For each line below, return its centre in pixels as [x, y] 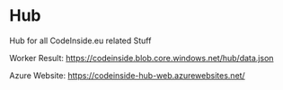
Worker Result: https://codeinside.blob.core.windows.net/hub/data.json [141, 58]
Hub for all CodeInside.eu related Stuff [80, 40]
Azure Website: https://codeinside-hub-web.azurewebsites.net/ [127, 75]
